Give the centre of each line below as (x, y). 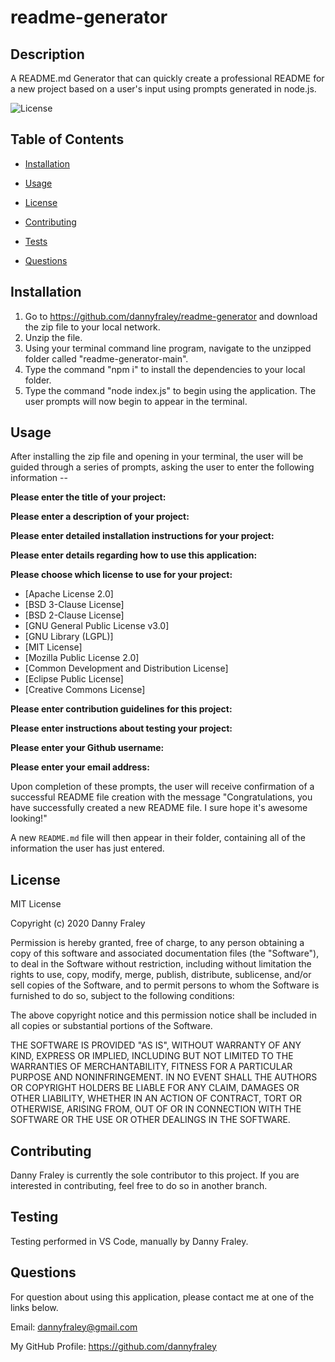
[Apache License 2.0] (69, 594)
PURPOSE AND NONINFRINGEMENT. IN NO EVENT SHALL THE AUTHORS (164, 1077)
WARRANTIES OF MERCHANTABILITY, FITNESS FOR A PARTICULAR (151, 1067)
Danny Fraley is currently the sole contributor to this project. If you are (155, 1175)
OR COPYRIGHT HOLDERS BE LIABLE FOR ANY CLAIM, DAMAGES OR (155, 1088)
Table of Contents (67, 139)
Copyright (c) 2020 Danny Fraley (78, 923)
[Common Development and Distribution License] (126, 668)
